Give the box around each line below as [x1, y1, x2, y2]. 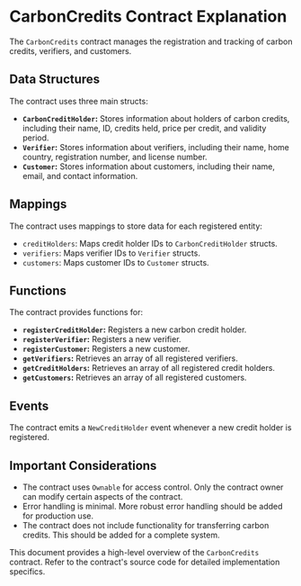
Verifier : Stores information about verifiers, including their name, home [22, 141, 289, 152]
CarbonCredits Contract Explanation [9, 6, 288, 27]
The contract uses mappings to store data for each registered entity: [9, 221, 263, 231]
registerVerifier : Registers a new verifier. [22, 334, 181, 345]
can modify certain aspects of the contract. [22, 491, 183, 501]
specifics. [9, 566, 46, 577]
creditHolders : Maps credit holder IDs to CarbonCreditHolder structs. [22, 238, 279, 248]
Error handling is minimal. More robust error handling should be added [22, 501, 283, 511]
